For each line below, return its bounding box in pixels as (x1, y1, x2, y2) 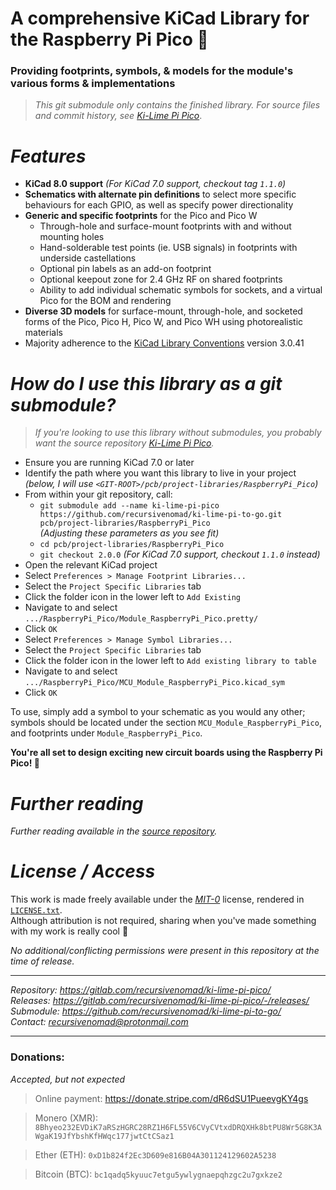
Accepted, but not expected (10, 1073, 126, 1085)
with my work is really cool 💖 (10, 925, 129, 937)
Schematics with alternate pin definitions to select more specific (24, 188, 297, 201)
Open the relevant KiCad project (24, 559, 158, 571)
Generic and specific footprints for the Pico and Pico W (24, 210, 258, 222)
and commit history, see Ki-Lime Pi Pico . (34, 110, 203, 122)
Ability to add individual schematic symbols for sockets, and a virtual (39, 284, 323, 296)
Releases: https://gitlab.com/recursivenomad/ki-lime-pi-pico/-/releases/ (10, 995, 310, 1007)
